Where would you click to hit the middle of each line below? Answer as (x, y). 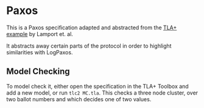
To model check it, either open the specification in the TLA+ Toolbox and (97, 86)
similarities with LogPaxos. (40, 52)
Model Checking (38, 72)
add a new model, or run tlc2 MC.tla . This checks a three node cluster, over (102, 93)
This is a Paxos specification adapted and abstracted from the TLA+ (92, 27)
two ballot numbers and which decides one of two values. (79, 99)
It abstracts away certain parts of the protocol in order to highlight (89, 46)
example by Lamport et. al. (40, 34)
